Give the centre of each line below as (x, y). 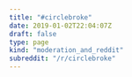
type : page (29, 42)
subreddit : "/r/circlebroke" (62, 58)
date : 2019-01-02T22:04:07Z (61, 26)
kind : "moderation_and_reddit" (66, 50)
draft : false (33, 34)
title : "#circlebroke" (51, 17)
